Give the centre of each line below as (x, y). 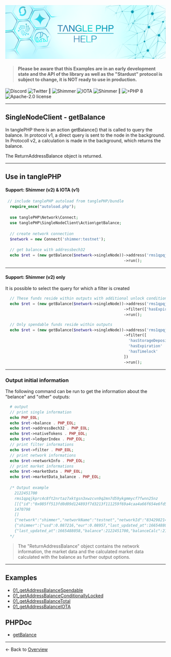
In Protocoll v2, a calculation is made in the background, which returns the (83, 140)
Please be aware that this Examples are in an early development (87, 69)
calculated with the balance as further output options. (74, 557)
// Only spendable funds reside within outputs (61, 324)
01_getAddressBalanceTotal (41, 601)
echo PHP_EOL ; (25, 418)
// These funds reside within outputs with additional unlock (77, 299)
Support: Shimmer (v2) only (35, 277)
